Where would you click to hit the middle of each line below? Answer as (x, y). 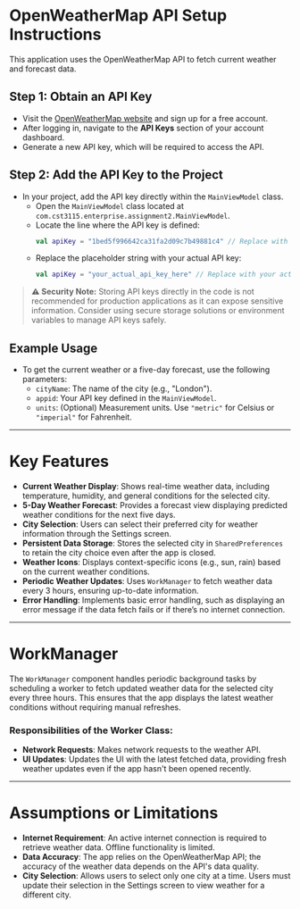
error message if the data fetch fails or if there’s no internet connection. (154, 610)
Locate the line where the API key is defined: (117, 225)
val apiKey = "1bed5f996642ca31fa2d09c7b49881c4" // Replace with (162, 241)
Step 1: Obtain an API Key (81, 97)
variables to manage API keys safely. (99, 320)
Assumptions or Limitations (114, 813)
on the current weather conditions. (86, 571)
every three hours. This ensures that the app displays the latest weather (142, 698)
